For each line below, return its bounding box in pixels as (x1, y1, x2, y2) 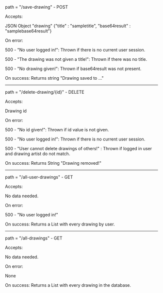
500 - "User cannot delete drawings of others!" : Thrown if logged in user (5, 146, 152, 151)
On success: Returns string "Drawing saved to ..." (5, 75, 104, 81)
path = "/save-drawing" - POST (5, 4, 68, 10)
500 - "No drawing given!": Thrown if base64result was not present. (5, 66, 142, 71)
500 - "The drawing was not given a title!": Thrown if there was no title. (5, 56, 147, 62)
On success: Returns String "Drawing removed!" (5, 160, 102, 166)
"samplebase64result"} (5, 28, 52, 34)
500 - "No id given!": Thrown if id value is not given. (5, 127, 109, 133)
